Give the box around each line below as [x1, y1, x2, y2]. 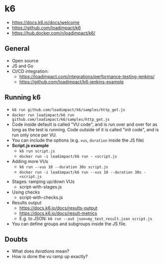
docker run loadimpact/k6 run [11, 112, 75, 117]
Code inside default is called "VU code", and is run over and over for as [11, 121, 158, 127]
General [4, 44, 30, 53]
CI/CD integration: [11, 68, 49, 74]
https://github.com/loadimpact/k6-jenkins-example [19, 79, 124, 85]
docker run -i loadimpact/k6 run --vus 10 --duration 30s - [19, 170, 146, 175]
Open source [11, 58, 39, 64]
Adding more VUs [11, 158, 49, 164]
